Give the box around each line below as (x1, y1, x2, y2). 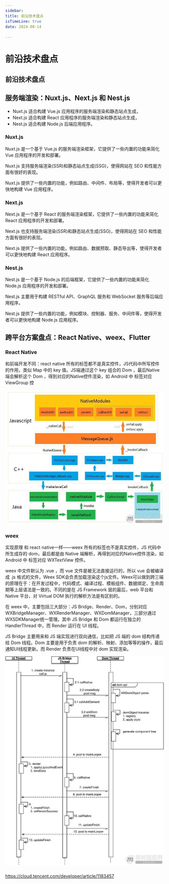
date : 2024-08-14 (5, 24, 42, 29)
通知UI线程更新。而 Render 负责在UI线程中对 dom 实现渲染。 (5, 646, 132, 652)
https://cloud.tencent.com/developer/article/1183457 (5, 873, 115, 879)
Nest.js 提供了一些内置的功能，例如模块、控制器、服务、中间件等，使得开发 (5, 310, 162, 317)
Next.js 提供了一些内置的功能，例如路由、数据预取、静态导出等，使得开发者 (5, 245, 162, 251)
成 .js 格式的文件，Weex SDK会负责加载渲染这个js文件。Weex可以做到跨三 (5, 574, 159, 580)
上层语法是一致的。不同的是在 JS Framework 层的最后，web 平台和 (14, 586, 153, 593)
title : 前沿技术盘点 (5, 13, 44, 19)
